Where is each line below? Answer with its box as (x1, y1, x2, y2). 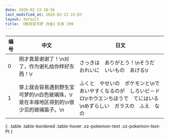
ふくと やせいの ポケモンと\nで (79, 80, 160, 87)
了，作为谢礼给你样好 (19, 63, 69, 70)
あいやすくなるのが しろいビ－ (79, 87, 155, 94)
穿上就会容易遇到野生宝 (19, 84, 74, 91)
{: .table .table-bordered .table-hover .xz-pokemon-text (5, 123, 121, 129)
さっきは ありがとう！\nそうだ (79, 59, 155, 66)
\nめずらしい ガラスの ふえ (79, 102, 150, 109)
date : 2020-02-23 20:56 (5, 7, 55, 13)
